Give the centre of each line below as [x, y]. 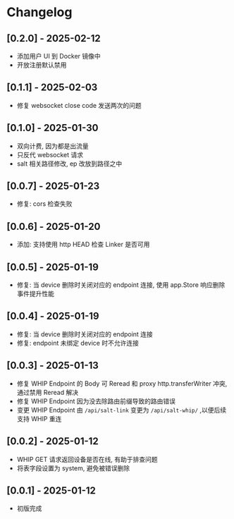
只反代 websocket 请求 [50, 154]
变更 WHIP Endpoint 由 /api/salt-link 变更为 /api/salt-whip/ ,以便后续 [122, 410]
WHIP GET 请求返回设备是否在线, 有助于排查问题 [87, 459]
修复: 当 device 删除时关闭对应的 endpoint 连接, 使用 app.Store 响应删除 [121, 285]
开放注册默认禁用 [42, 65]
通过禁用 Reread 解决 [48, 392]
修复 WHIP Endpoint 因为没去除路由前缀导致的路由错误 [96, 401]
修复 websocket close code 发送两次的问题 [79, 105]
